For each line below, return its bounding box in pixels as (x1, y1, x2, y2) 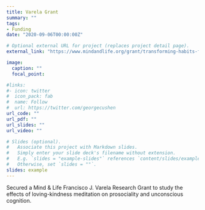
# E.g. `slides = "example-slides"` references (6, 156, 135, 162)
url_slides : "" (6, 122, 45, 128)
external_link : (6, 48, 45, 55)
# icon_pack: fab (6, 93, 53, 100)
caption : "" (12, 65, 43, 71)
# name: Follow (6, 99, 48, 105)
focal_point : (12, 71, 45, 77)
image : (6, 59, 23, 66)
